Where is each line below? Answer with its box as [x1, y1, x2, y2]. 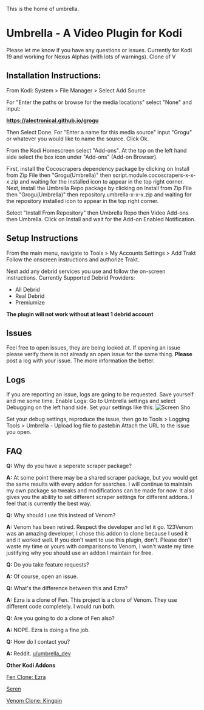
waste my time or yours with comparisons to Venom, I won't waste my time [6, 543, 194, 550]
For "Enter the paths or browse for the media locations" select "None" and [6, 98, 192, 106]
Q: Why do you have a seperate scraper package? [6, 462, 132, 469]
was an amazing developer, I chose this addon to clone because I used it [6, 530, 188, 537]
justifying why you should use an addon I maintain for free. [6, 550, 154, 556]
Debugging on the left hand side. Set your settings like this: [6, 404, 154, 411]
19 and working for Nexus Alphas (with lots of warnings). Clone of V [6, 53, 176, 60]
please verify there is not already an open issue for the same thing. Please [6, 351, 192, 358]
